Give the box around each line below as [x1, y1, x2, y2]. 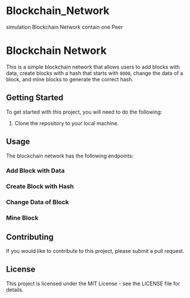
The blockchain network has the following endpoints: [6, 152, 134, 159]
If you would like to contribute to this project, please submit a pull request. [6, 248, 185, 254]
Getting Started [6, 93, 64, 103]
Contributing [6, 232, 54, 242]
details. [6, 286, 24, 293]
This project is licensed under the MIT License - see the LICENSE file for [6, 280, 180, 287]
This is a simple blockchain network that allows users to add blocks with [6, 63, 180, 70]
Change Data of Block [6, 198, 69, 206]
